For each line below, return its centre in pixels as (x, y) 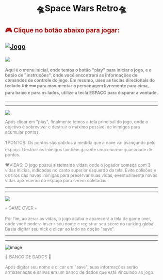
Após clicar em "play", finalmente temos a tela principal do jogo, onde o (77, 122)
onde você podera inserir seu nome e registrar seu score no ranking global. (81, 224)
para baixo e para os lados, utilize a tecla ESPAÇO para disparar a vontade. (81, 93)
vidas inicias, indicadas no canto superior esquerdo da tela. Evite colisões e (81, 170)
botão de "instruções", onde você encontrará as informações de (71, 75)
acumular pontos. (23, 132)
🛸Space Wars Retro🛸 (81, 8)
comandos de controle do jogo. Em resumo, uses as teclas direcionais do (80, 80)
